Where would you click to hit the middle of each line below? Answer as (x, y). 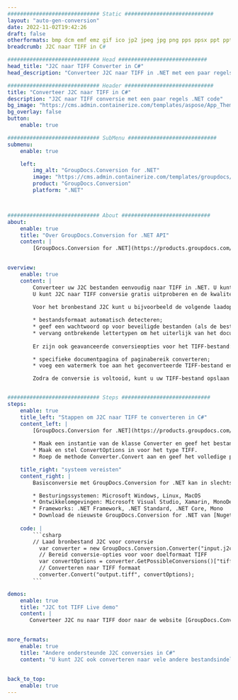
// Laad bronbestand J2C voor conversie (93, 542)
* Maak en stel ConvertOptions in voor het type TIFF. (115, 451)
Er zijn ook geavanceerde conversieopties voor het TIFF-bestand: (133, 346)
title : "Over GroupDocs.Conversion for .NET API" (95, 235)
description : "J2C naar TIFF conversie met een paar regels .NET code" (115, 99)
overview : (22, 268)
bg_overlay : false (34, 112)
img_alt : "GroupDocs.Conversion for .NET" (96, 171)
